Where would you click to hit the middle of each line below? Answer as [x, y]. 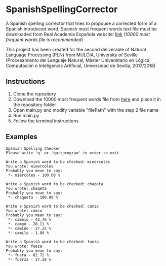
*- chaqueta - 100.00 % [33, 197]
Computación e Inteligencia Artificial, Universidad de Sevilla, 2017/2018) [81, 65]
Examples [22, 137]
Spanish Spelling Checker [33, 148]
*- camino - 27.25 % [30, 228]
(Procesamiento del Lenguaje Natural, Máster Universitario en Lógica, [78, 60]
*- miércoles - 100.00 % [34, 175]
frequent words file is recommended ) [45, 40]
